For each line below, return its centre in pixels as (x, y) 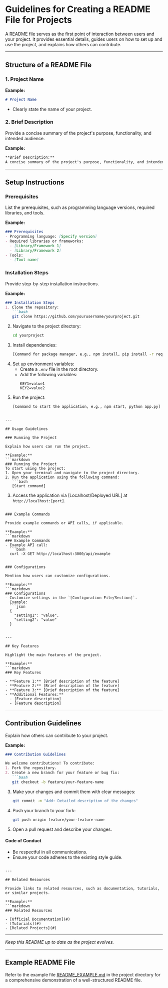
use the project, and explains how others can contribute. (63, 44)
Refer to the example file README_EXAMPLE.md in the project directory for (83, 974)
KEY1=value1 (32, 383)
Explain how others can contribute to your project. (57, 735)
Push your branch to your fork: (44, 810)
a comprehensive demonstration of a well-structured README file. (74, 980)
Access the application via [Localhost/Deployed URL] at (70, 495)
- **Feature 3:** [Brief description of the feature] (62, 690)
